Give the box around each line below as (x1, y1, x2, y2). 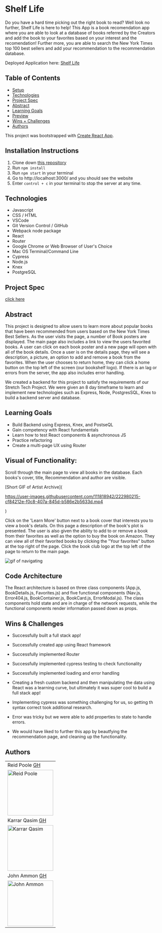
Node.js (12, 259, 28, 265)
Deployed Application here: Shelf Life (5, 60, 80, 66)
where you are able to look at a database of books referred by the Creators (5, 30, 156, 36)
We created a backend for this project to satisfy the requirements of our (5, 379, 149, 385)
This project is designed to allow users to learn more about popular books (5, 323, 153, 329)
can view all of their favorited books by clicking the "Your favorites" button (5, 538, 155, 544)
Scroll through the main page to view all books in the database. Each (5, 469, 143, 475)
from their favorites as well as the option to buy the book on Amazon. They (5, 533, 155, 538)
